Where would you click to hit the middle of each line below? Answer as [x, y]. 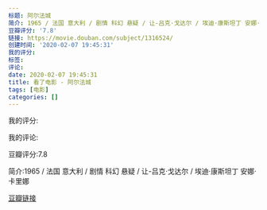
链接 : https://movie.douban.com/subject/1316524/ [91, 38]
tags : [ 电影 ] [29, 89]
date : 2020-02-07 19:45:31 [53, 75]
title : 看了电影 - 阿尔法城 [50, 82]
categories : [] [33, 97]
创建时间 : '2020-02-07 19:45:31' [61, 45]
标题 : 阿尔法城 [30, 16]
